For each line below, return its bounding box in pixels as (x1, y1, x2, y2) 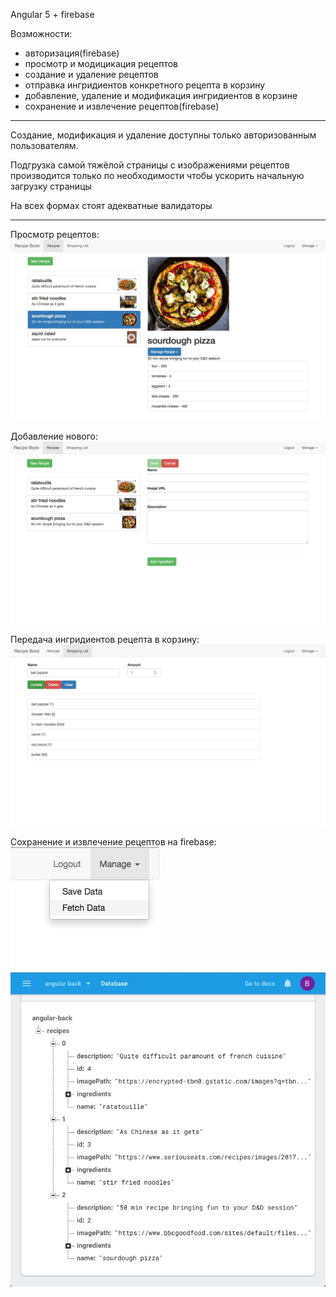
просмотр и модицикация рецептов (24, 58, 178, 69)
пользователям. (10, 140, 79, 151)
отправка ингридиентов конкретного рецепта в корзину (24, 79, 266, 91)
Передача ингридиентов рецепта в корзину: (10, 633, 200, 645)
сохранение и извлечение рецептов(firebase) (24, 100, 220, 112)
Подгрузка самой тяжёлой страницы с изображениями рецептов (10, 159, 290, 171)
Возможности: (10, 28, 73, 39)
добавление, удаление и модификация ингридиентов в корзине (24, 90, 298, 101)
